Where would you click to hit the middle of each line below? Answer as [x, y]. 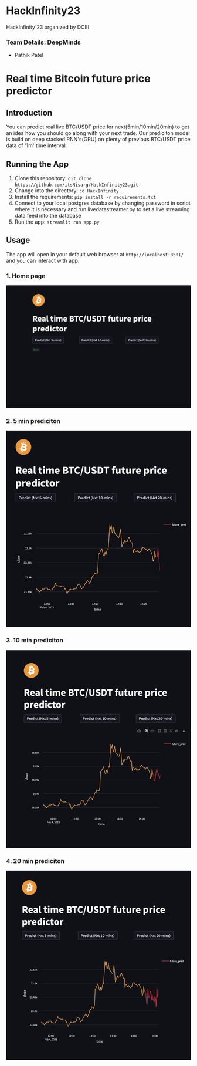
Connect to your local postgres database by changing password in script [102, 203]
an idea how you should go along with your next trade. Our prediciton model [98, 133]
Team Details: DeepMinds [43, 42]
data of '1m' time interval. [37, 145]
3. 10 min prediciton [35, 641]
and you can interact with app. [43, 260]
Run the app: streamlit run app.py [57, 222]
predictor [29, 91]
